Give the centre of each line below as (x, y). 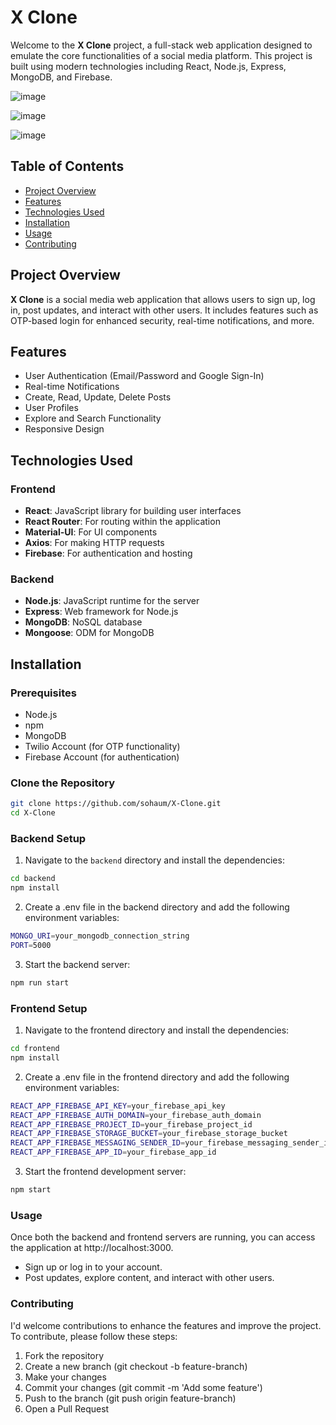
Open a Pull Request (67, 1408)
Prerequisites (43, 693)
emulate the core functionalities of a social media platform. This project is (161, 55)
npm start (31, 1190)
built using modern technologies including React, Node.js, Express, (148, 66)
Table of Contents (67, 166)
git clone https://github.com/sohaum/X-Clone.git (116, 804)
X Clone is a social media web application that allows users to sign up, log (163, 299)
